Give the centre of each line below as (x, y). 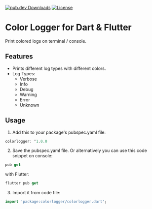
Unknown (29, 105)
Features (19, 57)
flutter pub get (22, 183)
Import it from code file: (36, 193)
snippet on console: (32, 156)
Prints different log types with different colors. (59, 68)
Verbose (28, 79)
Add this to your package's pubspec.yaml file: (59, 132)
